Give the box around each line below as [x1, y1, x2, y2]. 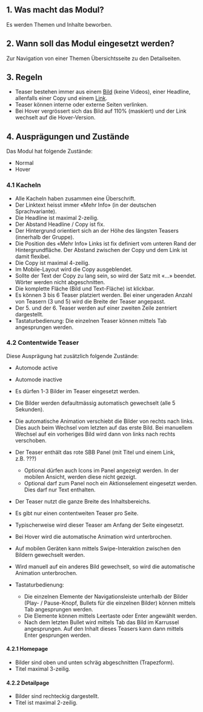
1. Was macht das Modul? [6, 5, 104, 15]
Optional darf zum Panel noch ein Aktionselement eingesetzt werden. [24, 479, 198, 487]
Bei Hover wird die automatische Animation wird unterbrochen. [15, 533, 173, 540]
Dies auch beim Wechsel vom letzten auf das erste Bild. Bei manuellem [15, 424, 193, 431]
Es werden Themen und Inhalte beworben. [6, 21, 113, 28]
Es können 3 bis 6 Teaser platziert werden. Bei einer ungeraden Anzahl [15, 291, 193, 299]
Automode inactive [15, 376, 62, 383]
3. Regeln [6, 72, 43, 82]
